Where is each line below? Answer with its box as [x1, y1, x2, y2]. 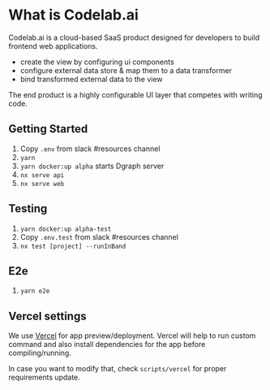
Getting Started [8, 122, 88, 136]
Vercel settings [8, 309, 87, 323]
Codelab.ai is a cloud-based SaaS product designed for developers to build [8, 32, 260, 42]
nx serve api [19, 171, 65, 180]
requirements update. [8, 372, 81, 383]
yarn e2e [19, 287, 50, 296]
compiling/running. [8, 348, 71, 358]
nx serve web [19, 180, 65, 188]
